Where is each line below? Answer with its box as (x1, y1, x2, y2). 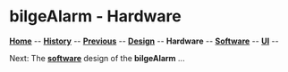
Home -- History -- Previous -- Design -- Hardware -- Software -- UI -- (9, 36, 279, 46)
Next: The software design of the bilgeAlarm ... (9, 52, 185, 63)
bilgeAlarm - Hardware (9, 6, 182, 27)
